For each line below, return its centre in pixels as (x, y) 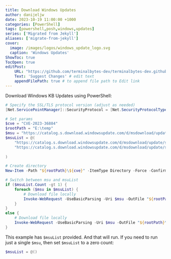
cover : (12, 43)
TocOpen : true (20, 62)
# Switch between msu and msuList (42, 180)
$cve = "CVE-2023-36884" (32, 124)
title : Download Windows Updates (41, 10)
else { (12, 213)
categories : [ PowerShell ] (33, 24)
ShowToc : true (20, 57)
